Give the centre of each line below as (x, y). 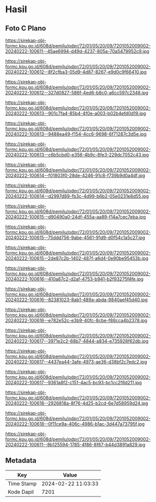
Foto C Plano (26, 28)
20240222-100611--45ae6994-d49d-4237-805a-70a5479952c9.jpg (77, 51)
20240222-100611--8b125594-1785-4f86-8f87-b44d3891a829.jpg (75, 445)
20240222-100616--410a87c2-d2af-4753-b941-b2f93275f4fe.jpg (74, 279)
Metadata (21, 460)
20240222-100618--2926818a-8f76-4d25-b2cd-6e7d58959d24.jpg (77, 403)
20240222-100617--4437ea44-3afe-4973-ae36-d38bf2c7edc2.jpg (76, 362)
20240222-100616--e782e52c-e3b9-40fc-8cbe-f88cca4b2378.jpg (76, 320)
